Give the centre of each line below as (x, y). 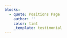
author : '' (25, 19)
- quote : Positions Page (34, 14)
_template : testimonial (38, 28)
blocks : (13, 10)
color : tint (26, 23)
